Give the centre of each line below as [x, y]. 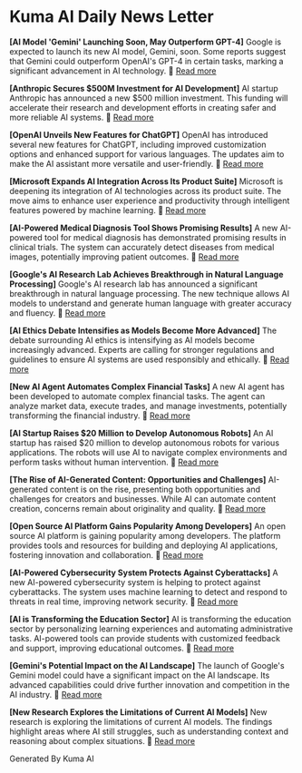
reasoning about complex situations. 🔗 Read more [102, 740]
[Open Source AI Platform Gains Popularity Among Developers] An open [148, 526]
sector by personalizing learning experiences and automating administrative [151, 629]
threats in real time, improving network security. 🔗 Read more [124, 602]
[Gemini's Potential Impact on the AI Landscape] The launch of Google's [147, 665]
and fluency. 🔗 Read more [58, 313]
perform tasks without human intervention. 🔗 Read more [114, 462]
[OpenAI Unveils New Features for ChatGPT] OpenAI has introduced [139, 134]
